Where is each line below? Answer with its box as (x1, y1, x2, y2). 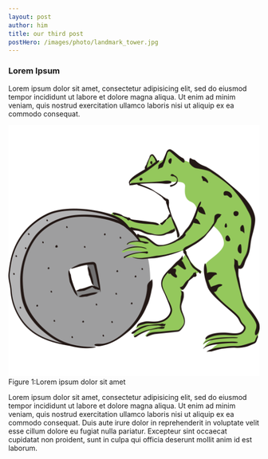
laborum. (8, 443, 38, 453)
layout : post (8, 13, 52, 21)
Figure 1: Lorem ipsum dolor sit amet (8, 377, 126, 386)
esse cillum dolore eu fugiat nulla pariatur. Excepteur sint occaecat (8, 426, 227, 436)
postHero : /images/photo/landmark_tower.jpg (8, 38, 159, 46)
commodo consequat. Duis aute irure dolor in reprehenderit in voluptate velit (8, 418, 259, 427)
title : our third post (8, 29, 84, 37)
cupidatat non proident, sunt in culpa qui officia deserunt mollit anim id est (8, 434, 253, 444)
